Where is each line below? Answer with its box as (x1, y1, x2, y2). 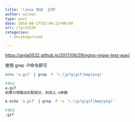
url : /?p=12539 (5, 25, 36, 30)
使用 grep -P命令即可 (5, 62, 47, 68)
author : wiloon (5, 12, 36, 17)
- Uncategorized (9, 35, 43, 40)
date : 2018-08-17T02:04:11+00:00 (5, 21, 73, 26)
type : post (5, 16, 27, 21)
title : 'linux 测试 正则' (5, 7, 57, 12)
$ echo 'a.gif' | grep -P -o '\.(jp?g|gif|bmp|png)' (5, 99, 115, 104)
